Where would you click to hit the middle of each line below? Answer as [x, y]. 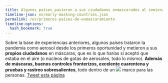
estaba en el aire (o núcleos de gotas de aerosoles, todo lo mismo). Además [84, 58]
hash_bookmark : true [31, 28]
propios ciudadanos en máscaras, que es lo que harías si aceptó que [77, 53]
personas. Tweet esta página [35, 75]
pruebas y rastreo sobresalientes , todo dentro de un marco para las [79, 70]
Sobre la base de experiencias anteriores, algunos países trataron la [75, 42]
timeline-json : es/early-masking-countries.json [57, 14]
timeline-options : [24, 24]
